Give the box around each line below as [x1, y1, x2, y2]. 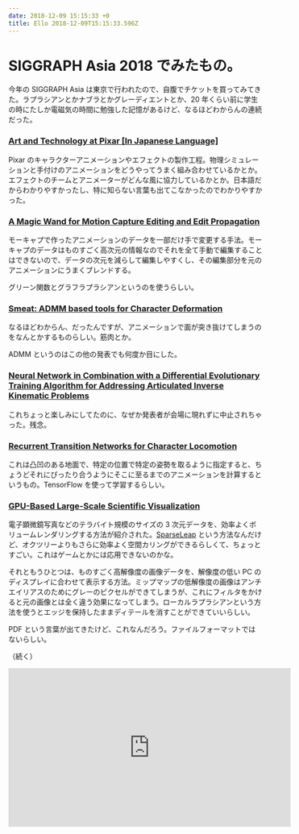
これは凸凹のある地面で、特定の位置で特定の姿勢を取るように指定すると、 [8, 459, 255, 469]
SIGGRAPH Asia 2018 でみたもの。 [8, 56, 242, 75]
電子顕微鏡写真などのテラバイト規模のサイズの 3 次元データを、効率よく [8, 520, 250, 529]
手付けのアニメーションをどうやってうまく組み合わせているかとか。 [35, 164, 262, 174]
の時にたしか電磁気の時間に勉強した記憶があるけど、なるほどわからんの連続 [8, 105, 263, 114]
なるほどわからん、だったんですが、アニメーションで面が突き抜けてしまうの [8, 322, 262, 332]
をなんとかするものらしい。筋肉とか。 [8, 332, 135, 342]
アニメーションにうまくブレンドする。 [8, 265, 135, 275]
